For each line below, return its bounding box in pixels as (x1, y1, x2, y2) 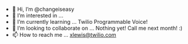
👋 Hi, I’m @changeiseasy (12, 6, 75, 12)
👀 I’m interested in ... (12, 12, 64, 19)
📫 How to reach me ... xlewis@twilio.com (12, 32, 116, 38)
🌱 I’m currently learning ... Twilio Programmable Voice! (12, 18, 148, 25)
